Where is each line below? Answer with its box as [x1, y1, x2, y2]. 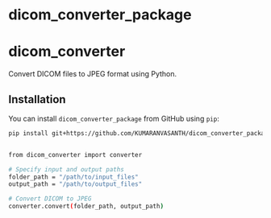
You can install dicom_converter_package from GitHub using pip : [8, 113, 219, 123]
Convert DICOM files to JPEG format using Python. [8, 69, 177, 79]
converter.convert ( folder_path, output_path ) [8, 203, 164, 211]
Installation [8, 93, 66, 106]
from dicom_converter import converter [8, 150, 143, 158]
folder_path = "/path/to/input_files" [8, 173, 139, 181]
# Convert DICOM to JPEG [8, 195, 92, 203]
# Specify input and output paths [8, 165, 125, 174]
